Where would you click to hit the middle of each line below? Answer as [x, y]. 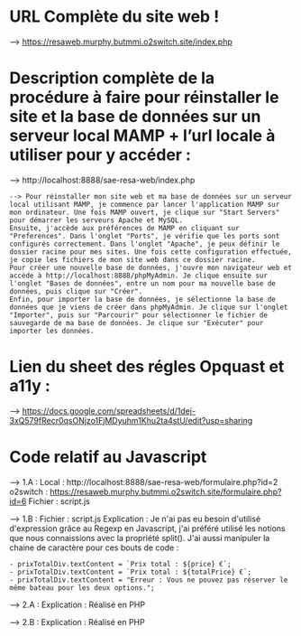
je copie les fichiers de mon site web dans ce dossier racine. [132, 259]
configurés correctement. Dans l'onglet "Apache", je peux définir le [145, 244]
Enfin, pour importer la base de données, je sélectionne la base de [143, 299]
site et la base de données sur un [135, 117]
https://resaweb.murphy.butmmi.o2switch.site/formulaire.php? [165, 491]
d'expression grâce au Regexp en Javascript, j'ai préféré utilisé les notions [147, 528]
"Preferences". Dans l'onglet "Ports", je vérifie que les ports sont [145, 236]
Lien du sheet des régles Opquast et [147, 367]
